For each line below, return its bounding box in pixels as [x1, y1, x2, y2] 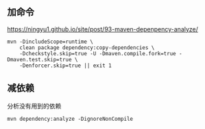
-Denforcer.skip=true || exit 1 [19, 62, 112, 69]
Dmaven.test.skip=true [7, 56, 72, 63]
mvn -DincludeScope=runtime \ [7, 38, 94, 45]
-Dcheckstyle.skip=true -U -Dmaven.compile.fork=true [19, 50, 176, 57]
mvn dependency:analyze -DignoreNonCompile [7, 115, 134, 122]
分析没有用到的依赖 [7, 102, 62, 110]
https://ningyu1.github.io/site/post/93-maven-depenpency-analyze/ [7, 25, 199, 33]
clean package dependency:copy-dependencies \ [19, 44, 155, 51]
